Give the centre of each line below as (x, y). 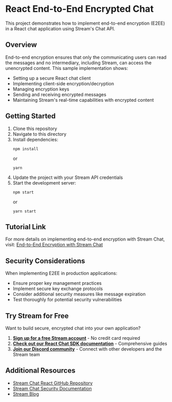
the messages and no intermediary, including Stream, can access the (79, 63)
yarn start (24, 211)
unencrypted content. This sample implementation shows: (67, 68)
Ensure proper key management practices (57, 283)
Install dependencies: (35, 139)
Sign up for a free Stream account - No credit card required (76, 338)
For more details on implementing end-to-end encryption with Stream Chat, (85, 239)
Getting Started (31, 116)
